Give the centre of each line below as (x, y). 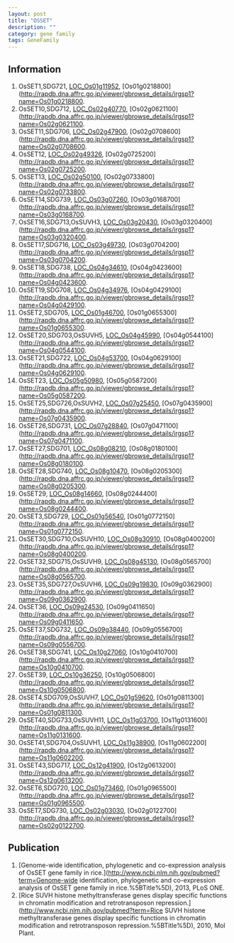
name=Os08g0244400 (52, 508)
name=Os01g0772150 (50, 531)
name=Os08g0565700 (51, 577)
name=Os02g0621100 (51, 124)
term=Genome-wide (48, 880)
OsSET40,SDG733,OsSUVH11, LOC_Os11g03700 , (89, 720)
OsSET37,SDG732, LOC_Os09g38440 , (74, 629)
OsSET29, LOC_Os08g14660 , (61, 494)
